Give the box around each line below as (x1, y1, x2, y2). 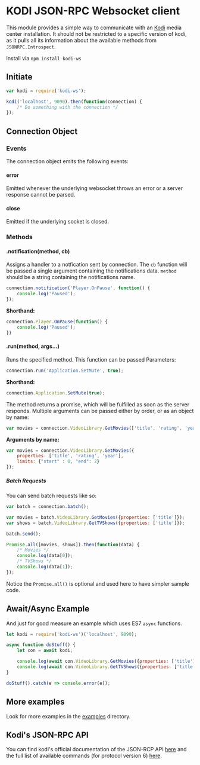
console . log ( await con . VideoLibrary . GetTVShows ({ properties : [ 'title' (17, 664, 196, 670)
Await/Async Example (6, 604, 90, 614)
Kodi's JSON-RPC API (6, 730, 89, 740)
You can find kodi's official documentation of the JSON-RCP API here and (6, 746, 187, 753)
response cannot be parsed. (6, 191, 76, 198)
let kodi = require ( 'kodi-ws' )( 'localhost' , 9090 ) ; (6, 631, 137, 637)
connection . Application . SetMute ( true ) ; (6, 390, 105, 396)
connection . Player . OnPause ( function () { (6, 319, 108, 325)
